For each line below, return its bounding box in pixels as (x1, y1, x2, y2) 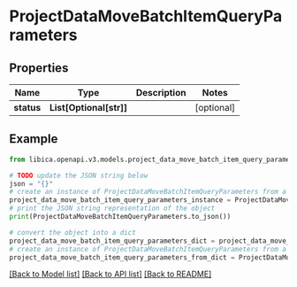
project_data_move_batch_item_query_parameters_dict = (9, 237, 216, 245)
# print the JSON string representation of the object (9, 204, 216, 213)
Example (9, 131, 58, 147)
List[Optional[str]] (49, 102, 128, 113)
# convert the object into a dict (9, 228, 137, 237)
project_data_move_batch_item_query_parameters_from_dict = (9, 252, 236, 262)
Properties (9, 60, 69, 75)
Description (135, 87, 187, 98)
